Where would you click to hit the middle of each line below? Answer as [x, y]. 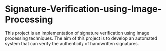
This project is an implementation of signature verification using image [77, 33]
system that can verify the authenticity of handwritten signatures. [72, 43]
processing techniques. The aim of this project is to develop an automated [81, 38]
